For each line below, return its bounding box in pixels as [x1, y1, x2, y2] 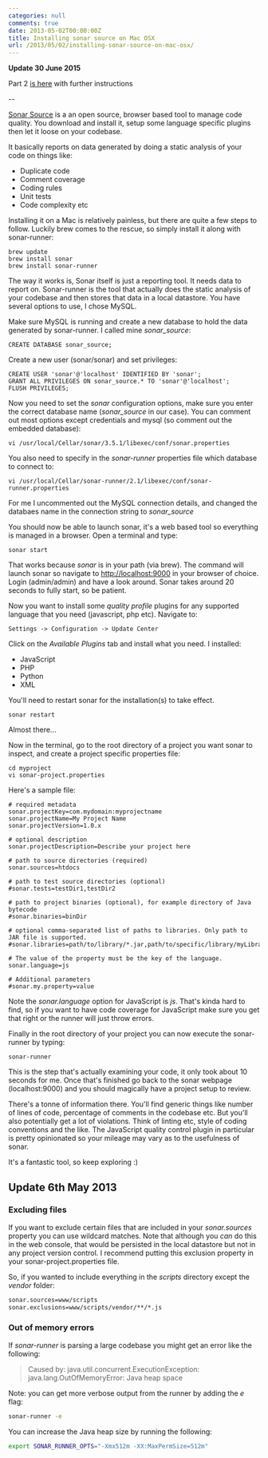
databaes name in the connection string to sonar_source [8, 507, 194, 516]
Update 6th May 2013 [8, 1180, 117, 1194]
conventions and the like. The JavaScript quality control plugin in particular [8, 1125, 254, 1134]
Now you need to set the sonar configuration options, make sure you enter [8, 399, 254, 408]
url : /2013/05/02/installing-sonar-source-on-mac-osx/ [8, 42, 195, 50]
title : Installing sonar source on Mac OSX [8, 34, 156, 42]
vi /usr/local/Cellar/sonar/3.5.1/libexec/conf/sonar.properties [8, 439, 230, 447]
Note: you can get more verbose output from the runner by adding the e [8, 1388, 245, 1398]
